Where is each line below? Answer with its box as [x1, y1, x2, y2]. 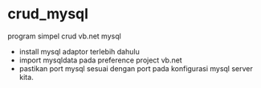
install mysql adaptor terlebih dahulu [18, 46, 140, 56]
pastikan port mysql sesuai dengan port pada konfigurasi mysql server [18, 63, 254, 73]
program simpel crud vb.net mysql [7, 31, 121, 41]
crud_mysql [7, 5, 89, 23]
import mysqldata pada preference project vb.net [18, 55, 182, 65]
